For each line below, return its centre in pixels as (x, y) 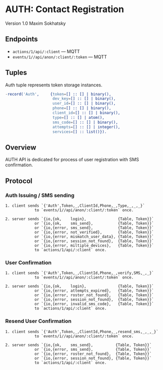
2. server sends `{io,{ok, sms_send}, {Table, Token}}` (78, 345)
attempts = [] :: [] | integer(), (87, 127)
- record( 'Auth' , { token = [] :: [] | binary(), (58, 94)
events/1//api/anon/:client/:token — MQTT (60, 57)
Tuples (16, 73)
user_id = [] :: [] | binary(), (84, 104)
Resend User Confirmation (38, 321)
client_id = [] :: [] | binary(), (87, 113)
